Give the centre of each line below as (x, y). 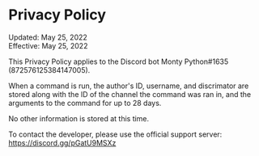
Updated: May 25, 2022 (48, 37)
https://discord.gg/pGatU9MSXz (62, 142)
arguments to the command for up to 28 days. (85, 103)
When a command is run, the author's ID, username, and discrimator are (129, 86)
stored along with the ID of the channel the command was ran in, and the (130, 94)
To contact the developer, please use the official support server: (115, 134)
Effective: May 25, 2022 (48, 45)
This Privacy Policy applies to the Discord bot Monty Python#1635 (119, 61)
